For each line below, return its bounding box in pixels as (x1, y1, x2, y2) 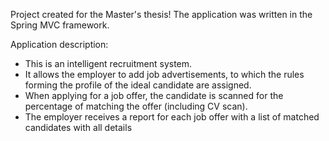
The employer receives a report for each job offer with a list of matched (24, 111, 320, 123)
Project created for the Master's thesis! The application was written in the (10, 9, 313, 20)
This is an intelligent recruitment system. (24, 58, 193, 69)
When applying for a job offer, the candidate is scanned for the (24, 90, 284, 101)
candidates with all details (24, 122, 133, 133)
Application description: (10, 39, 109, 50)
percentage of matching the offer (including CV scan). (24, 100, 248, 112)
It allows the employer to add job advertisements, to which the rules (24, 69, 305, 80)
